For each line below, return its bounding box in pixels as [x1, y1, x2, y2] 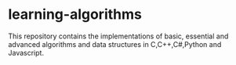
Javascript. [8, 48, 45, 57]
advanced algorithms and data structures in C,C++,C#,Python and [8, 39, 222, 49]
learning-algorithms [8, 5, 143, 23]
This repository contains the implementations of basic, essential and [8, 31, 229, 41]
